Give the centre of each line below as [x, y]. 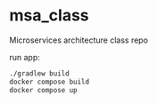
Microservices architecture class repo [79, 40]
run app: [25, 57]
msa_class [49, 16]
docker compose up [43, 90]
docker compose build [50, 82]
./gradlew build [39, 73]
